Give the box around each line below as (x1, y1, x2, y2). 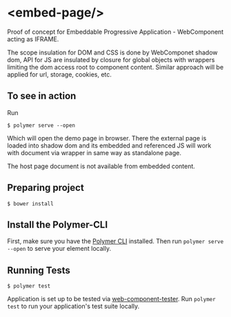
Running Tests (7, 264, 70, 276)
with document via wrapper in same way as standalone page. (7, 148, 181, 156)
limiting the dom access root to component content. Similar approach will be (7, 63, 224, 71)
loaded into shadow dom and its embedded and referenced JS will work (7, 141, 212, 150)
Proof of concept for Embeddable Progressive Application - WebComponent (7, 28, 224, 36)
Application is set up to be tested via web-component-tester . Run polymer (7, 295, 216, 303)
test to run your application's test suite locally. (7, 302, 140, 311)
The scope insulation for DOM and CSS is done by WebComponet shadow (7, 48, 219, 57)
